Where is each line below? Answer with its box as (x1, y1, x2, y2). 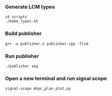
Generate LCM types (5, 3, 55, 10)
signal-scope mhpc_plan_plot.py (5, 86, 71, 91)
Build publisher (5, 30, 42, 37)
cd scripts (5, 15, 27, 20)
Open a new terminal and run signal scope (5, 75, 107, 82)
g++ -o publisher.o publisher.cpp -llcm (5, 41, 89, 46)
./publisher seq (5, 64, 38, 69)
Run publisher (5, 52, 39, 59)
